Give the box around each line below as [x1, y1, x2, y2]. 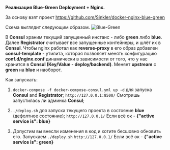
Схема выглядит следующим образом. [5, 24, 90, 30]
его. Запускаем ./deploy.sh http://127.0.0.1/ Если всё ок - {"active [12, 134, 162, 140]
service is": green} [12, 139, 54, 145]
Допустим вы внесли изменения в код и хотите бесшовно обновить [12, 128, 161, 134]
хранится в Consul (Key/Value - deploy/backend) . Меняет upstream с [5, 61, 157, 67]
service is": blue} [12, 118, 51, 124]
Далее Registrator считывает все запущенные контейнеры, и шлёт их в [5, 39, 161, 46]
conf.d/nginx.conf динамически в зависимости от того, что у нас [5, 56, 148, 62]
